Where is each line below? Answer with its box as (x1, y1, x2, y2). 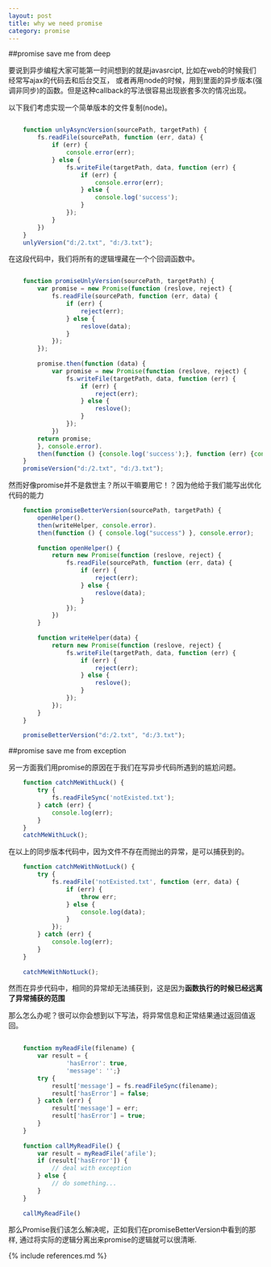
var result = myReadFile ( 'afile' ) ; (37, 1149, 157, 1157)
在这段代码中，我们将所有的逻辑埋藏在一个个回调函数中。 (8, 254, 199, 264)
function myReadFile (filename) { (23, 1044, 135, 1052)
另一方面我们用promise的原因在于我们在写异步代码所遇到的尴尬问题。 (8, 763, 240, 773)
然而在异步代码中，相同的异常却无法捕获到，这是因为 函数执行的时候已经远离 (8, 983, 263, 993)
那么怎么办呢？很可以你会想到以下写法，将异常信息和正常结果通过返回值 (8, 1011, 248, 1020)
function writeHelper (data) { (37, 634, 139, 642)
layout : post (8, 11, 52, 20)
